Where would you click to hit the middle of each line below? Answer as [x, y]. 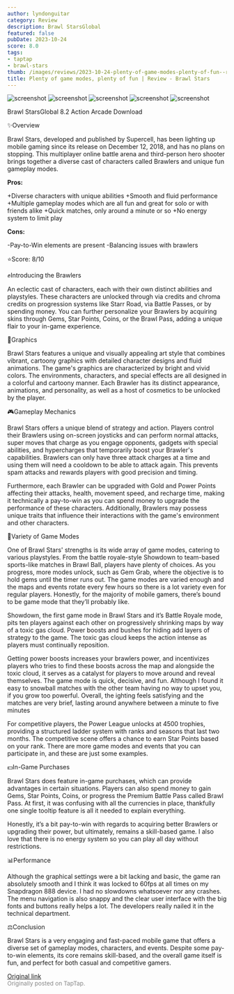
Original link [24, 977]
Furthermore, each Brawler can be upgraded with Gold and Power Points [111, 486]
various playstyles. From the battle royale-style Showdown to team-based [113, 557]
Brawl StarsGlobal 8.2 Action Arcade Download [75, 112]
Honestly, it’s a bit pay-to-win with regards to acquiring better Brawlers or [112, 824]
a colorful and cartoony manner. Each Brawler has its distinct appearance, [114, 383]
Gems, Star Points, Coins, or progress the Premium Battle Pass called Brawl [116, 796]
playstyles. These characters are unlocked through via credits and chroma [114, 296]
